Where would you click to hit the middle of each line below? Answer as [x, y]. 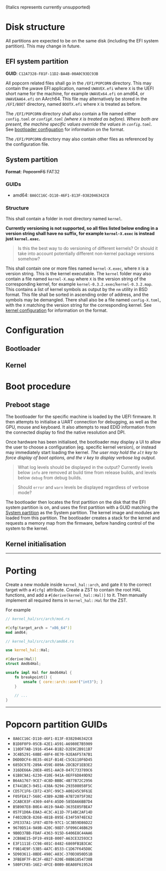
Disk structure [35, 27]
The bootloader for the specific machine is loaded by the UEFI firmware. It [81, 416]
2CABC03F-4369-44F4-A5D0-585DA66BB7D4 [52, 802]
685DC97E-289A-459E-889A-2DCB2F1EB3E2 [52, 765]
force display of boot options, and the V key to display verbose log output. [81, 458]
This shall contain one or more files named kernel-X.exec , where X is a [77, 268]
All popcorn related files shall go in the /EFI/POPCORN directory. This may [79, 83]
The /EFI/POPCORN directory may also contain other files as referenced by [80, 139]
